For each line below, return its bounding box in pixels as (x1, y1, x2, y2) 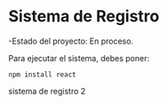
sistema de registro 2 (8, 85, 86, 96)
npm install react (8, 69, 76, 79)
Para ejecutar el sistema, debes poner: (8, 52, 150, 63)
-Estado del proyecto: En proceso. (8, 36, 134, 46)
